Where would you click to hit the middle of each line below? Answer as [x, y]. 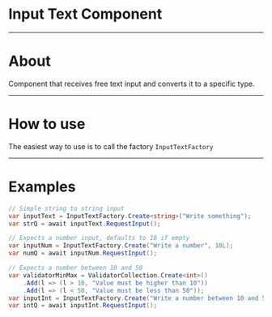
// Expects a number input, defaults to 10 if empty [99, 238]
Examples [42, 186]
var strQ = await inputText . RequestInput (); [85, 224]
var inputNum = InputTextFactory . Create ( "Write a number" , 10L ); [121, 246]
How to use [47, 124]
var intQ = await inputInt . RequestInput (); [83, 306]
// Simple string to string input [67, 208]
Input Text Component [85, 14]
